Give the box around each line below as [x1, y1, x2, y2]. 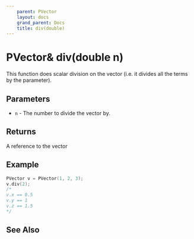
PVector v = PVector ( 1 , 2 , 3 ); [6, 176, 84, 181]
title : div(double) [17, 25, 65, 31]
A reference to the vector [6, 142, 68, 149]
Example [6, 160, 39, 170]
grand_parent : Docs [17, 20, 65, 26]
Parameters [6, 94, 50, 104]
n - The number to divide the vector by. [14, 110, 111, 116]
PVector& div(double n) [6, 51, 123, 64]
